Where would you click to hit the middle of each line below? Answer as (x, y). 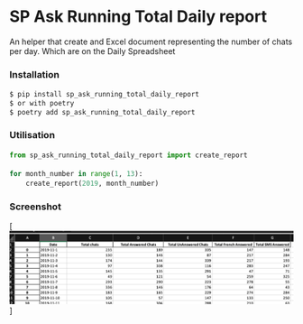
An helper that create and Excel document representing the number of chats (151, 42)
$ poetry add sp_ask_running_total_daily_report (102, 113)
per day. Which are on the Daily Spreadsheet (92, 51)
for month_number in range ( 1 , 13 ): (76, 174)
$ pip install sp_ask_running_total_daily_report (105, 95)
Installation (35, 74)
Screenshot (35, 207)
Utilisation (32, 135)
